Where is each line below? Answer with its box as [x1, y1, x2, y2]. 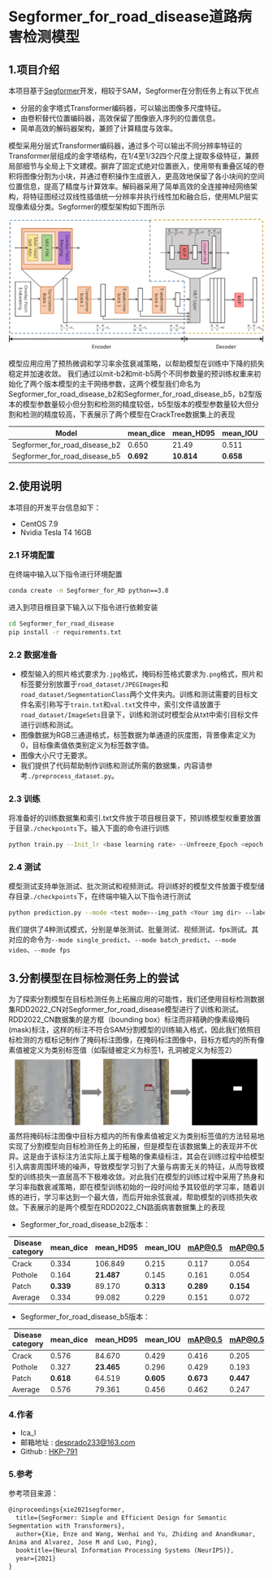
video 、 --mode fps [8, 945, 71, 955]
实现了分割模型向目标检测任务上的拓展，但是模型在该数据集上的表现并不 [8, 1141, 250, 1151]
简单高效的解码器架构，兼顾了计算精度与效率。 [19, 124, 177, 133]
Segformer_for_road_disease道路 [8, 7, 238, 26]
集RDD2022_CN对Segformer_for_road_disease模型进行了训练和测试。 [8, 1005, 244, 1015]
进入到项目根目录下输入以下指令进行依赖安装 [8, 602, 158, 611]
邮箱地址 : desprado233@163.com [19, 1438, 136, 1448]
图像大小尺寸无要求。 [19, 750, 92, 760]
